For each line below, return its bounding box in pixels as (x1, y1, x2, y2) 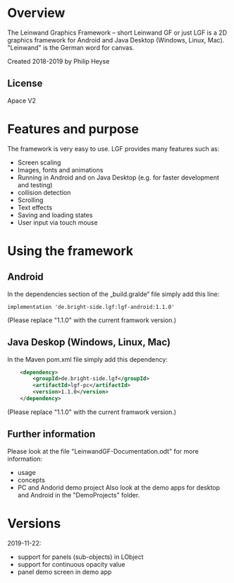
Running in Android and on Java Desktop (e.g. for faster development (17, 173, 220, 182)
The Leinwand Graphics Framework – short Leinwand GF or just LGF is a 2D (7, 28, 228, 37)
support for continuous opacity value (17, 560, 125, 568)
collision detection (17, 188, 71, 196)
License (7, 78, 43, 90)
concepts (17, 476, 46, 484)
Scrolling (17, 196, 44, 204)
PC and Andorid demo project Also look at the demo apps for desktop (17, 483, 221, 492)
